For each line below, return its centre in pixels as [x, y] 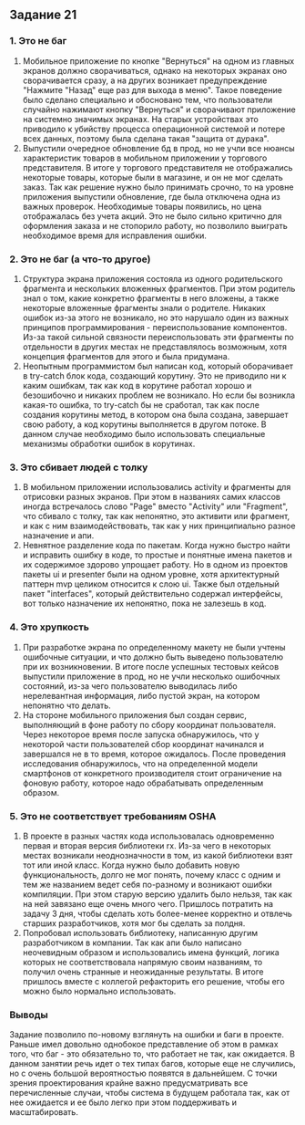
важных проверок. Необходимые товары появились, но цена [142, 206]
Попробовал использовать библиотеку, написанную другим [140, 932]
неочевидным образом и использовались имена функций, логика [151, 952]
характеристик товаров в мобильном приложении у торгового [145, 158]
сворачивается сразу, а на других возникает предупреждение [145, 80]
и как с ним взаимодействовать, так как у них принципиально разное [159, 526]
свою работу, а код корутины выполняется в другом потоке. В [144, 424]
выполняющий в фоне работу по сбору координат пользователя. [149, 724]
